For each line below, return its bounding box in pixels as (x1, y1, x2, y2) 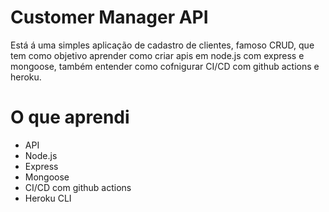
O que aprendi (10, 106, 130, 129)
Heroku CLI (24, 192, 72, 204)
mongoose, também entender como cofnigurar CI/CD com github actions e (10, 60, 320, 72)
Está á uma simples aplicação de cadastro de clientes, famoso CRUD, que (10, 39, 315, 51)
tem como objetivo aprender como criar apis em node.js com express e (10, 49, 305, 61)
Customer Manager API (10, 6, 209, 29)
